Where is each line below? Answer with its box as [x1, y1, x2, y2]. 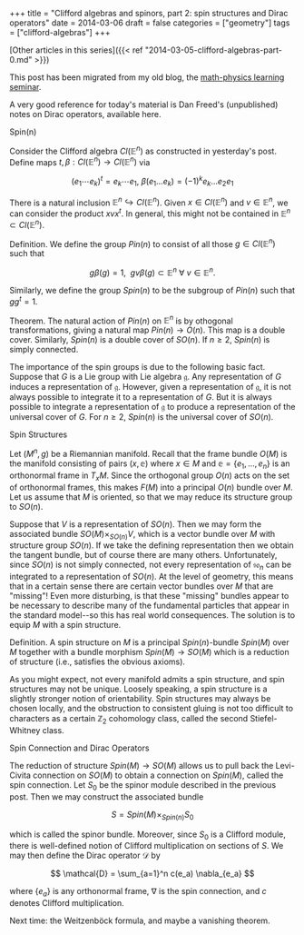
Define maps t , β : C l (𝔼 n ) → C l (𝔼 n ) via [9, 154, 151, 167]
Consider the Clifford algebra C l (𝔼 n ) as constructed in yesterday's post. [9, 144, 277, 156]
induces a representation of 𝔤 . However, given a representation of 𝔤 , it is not [9, 382, 292, 393]
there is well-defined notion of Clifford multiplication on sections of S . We [9, 841, 284, 851]
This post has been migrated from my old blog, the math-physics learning [9, 72, 285, 83]
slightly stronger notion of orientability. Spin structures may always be [9, 693, 271, 704]
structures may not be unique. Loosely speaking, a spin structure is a [9, 683, 268, 694]
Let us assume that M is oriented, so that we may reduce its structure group [9, 491, 293, 502]
